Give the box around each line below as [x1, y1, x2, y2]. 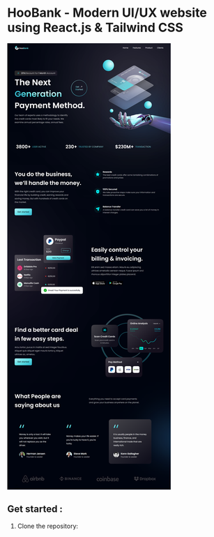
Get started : [7, 504, 63, 515]
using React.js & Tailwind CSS [7, 20, 183, 36]
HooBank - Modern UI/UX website [7, 5, 208, 21]
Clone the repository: [17, 522, 79, 530]
